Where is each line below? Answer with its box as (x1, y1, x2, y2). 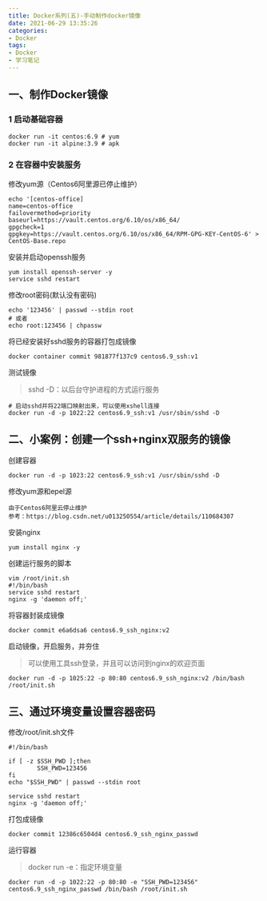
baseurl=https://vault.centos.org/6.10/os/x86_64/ (8, 216, 181, 224)
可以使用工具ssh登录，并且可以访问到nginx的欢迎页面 (27, 658, 205, 668)
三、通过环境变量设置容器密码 (8, 705, 156, 719)
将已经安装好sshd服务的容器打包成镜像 (8, 337, 137, 346)
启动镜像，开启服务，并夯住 (8, 641, 100, 651)
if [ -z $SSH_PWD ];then (8, 757, 91, 766)
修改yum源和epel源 (8, 486, 72, 496)
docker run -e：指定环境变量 (27, 863, 122, 872)
